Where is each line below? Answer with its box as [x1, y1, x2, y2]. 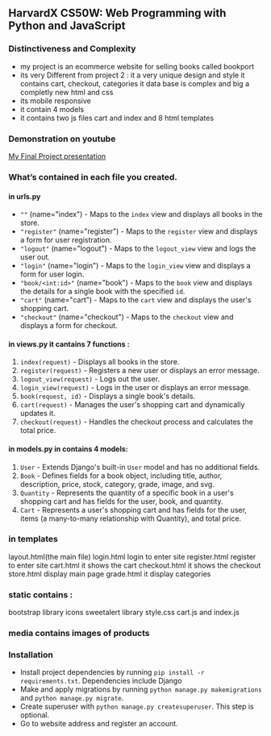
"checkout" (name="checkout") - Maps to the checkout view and [19, 312, 234, 322]
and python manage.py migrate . [19, 693, 124, 703]
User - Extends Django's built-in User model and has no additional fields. [19, 462, 261, 472]
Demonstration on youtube [8, 133, 116, 144]
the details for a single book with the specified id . [19, 286, 186, 297]
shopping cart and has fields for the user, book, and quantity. [19, 496, 223, 506]
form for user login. [19, 269, 85, 279]
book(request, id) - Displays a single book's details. [19, 391, 196, 401]
